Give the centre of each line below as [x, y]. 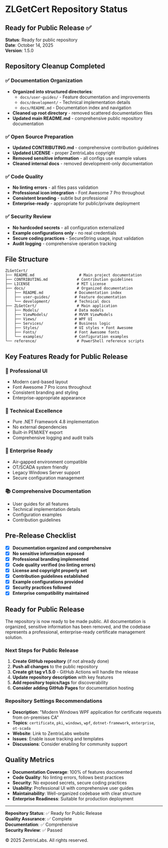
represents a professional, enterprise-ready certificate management [75, 632]
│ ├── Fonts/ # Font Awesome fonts [62, 333]
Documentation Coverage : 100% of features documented [72, 772]
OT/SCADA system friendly [40, 467]
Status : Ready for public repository [41, 40]
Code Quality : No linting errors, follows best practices [68, 777]
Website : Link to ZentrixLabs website [51, 733]
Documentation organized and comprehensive [62, 548]
